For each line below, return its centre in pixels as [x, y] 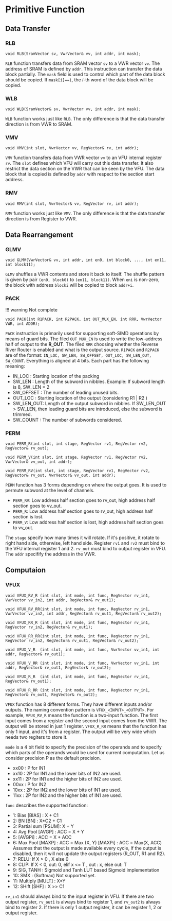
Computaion [26, 570]
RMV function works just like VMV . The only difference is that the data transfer [85, 213]
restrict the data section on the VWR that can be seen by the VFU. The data [85, 169]
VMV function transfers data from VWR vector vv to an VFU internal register [84, 158]
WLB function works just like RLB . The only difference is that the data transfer [85, 119]
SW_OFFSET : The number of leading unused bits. [66, 392]
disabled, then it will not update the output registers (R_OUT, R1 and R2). [89, 854]
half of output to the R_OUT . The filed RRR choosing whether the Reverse [82, 344]
